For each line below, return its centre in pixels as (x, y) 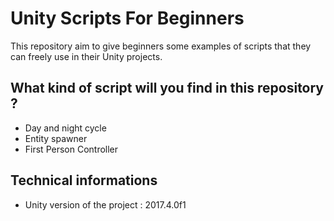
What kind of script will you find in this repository (167, 88)
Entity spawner (56, 138)
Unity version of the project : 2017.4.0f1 (105, 204)
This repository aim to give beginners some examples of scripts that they (161, 46)
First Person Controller (71, 149)
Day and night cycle (65, 128)
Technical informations (84, 180)
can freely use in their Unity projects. (86, 56)
